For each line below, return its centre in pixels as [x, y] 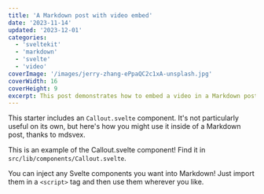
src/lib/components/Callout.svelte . [68, 159]
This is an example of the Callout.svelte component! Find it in [107, 150]
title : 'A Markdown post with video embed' [81, 15]
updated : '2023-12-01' [45, 30]
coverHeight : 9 [33, 88]
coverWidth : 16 [33, 81]
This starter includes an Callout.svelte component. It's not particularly [124, 118]
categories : [27, 37]
